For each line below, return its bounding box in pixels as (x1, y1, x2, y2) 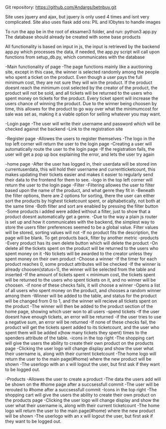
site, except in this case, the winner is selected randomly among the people (5, 69, 160, 75)
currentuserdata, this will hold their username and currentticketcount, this (5, 166, 156, 172)
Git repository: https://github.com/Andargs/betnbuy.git (5, 4, 116, 10)
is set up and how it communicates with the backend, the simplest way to (5, 219, 155, 225)
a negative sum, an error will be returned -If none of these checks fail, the (5, 319, 156, 325)
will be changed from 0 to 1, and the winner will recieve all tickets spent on (5, 298, 157, 304)
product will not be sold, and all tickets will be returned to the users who (5, 90, 153, 96)
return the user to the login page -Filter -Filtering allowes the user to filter (5, 182, 155, 188)
